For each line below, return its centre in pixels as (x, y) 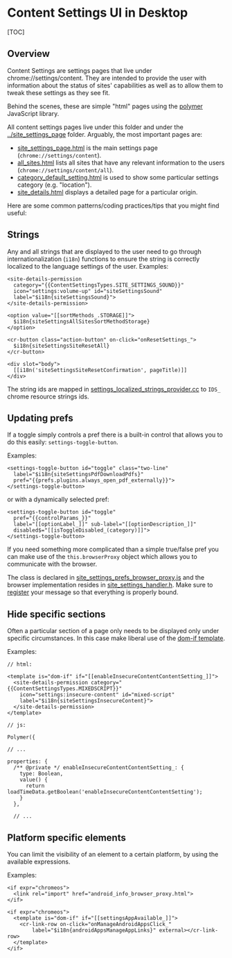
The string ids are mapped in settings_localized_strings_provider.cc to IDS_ (114, 389)
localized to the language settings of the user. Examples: (88, 266)
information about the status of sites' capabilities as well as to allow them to (115, 85)
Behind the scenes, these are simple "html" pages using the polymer (105, 106)
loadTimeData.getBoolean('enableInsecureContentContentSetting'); (105, 792)
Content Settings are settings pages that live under (80, 70)
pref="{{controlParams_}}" (52, 519)
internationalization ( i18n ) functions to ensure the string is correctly (104, 259)
